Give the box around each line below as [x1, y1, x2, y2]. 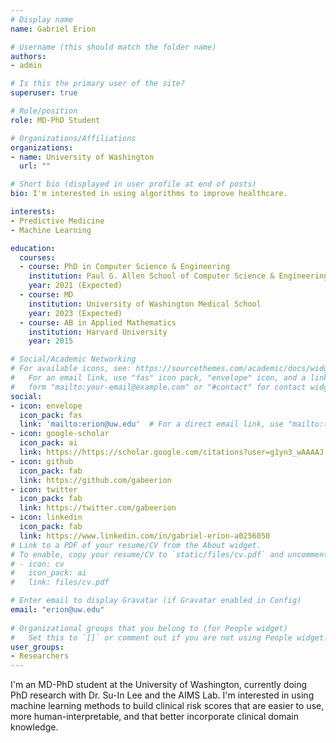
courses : [19, 252, 56, 263]
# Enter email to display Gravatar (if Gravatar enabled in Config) [10, 596, 302, 606]
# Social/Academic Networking [10, 354, 137, 365]
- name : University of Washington [10, 152, 155, 162]
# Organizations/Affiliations [10, 133, 137, 143]
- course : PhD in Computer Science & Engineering [19, 262, 230, 272]
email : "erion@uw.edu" [10, 605, 105, 615]
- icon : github [10, 456, 74, 466]
